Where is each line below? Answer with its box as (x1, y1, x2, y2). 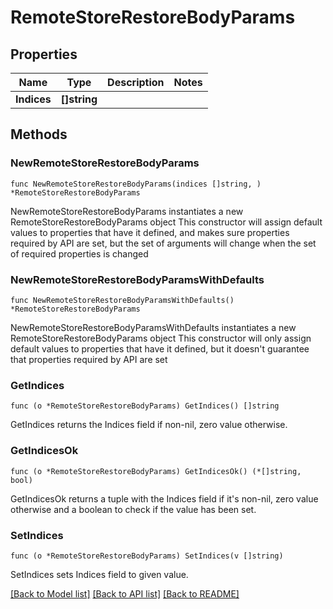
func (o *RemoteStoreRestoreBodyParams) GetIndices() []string (10, 401, 280, 411)
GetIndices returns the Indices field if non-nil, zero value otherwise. (10, 419, 288, 431)
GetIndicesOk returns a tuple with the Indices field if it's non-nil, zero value (10, 492, 319, 505)
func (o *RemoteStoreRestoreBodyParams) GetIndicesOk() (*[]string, (10, 466, 302, 476)
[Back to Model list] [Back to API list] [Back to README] (10, 587, 240, 600)
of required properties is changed (10, 247, 149, 260)
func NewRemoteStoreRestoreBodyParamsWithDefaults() (10, 295, 235, 305)
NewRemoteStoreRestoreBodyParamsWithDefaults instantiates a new (10, 321, 297, 333)
